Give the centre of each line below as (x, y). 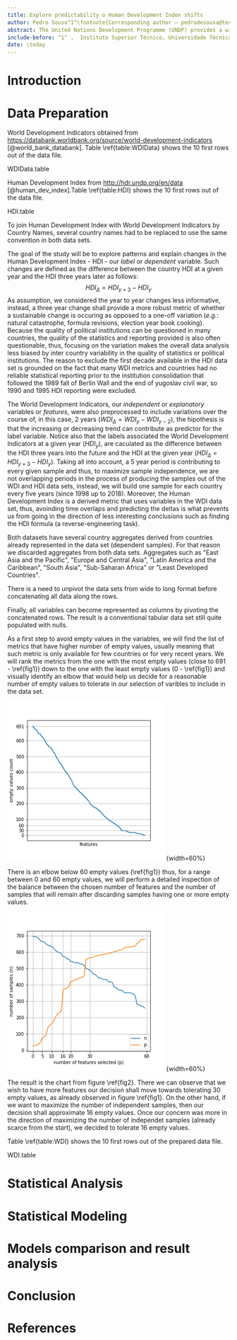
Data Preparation (58, 113)
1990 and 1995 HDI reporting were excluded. (72, 391)
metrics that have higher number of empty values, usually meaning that (111, 646)
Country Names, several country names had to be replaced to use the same (117, 233)
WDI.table (22, 1155)
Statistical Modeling (67, 1216)
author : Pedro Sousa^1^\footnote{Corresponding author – (93, 22)
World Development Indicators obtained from (73, 133)
